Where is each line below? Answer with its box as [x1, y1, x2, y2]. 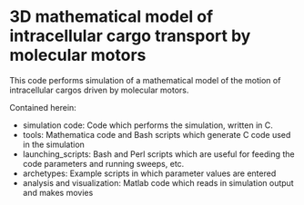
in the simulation [22, 139, 85, 150]
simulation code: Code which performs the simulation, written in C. [22, 120, 273, 131]
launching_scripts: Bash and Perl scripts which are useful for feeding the [22, 148, 295, 160]
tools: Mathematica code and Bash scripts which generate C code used [22, 129, 291, 140]
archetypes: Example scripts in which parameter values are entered [22, 168, 277, 179]
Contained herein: [9, 102, 77, 112]
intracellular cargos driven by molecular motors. [9, 84, 189, 95]
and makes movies [22, 187, 94, 198]
